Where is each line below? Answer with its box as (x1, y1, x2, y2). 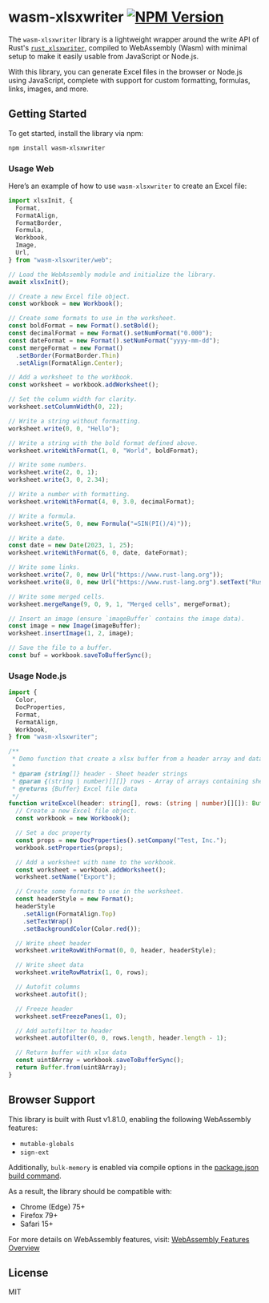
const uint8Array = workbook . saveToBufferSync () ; (15, 1056, 184, 1064)
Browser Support (8, 1093, 96, 1107)
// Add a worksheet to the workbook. (8, 373, 134, 382)
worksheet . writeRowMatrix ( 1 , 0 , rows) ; (15, 968, 149, 976)
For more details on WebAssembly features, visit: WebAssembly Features (8, 1234, 250, 1244)
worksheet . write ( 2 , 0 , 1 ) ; (8, 468, 98, 476)
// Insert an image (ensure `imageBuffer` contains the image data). (8, 615, 246, 623)
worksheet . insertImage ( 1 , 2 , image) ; (8, 629, 134, 638)
